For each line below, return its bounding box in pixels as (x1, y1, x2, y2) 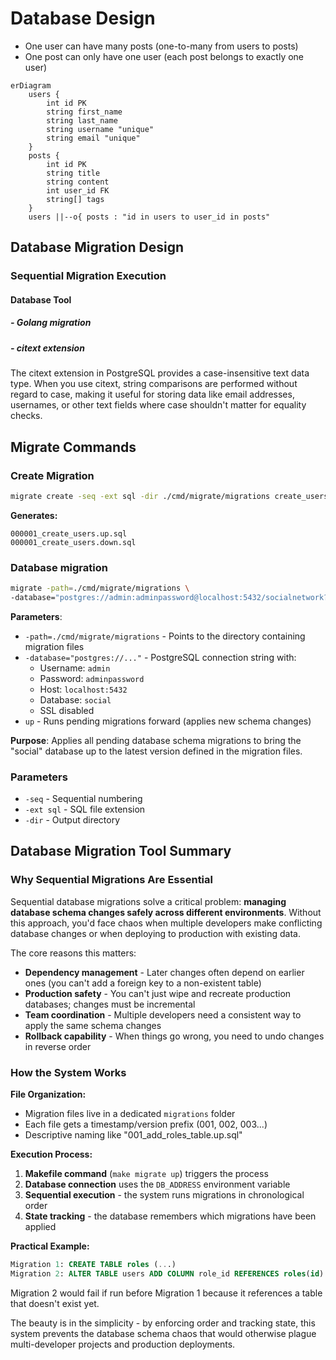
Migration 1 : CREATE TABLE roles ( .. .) (10, 1260, 177, 1270)
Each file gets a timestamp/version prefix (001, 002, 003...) (24, 1118, 268, 1131)
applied (24, 1221, 57, 1233)
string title (46, 168, 101, 178)
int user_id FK (46, 185, 110, 196)
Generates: (10, 509, 58, 521)
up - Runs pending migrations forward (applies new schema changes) (24, 715, 312, 727)
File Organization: (10, 1088, 87, 1101)
